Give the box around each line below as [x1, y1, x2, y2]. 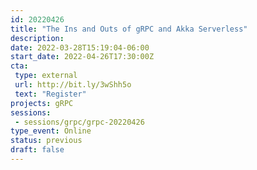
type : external [14, 71, 78, 81]
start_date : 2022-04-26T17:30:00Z [10, 52, 155, 62]
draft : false [10, 145, 65, 155]
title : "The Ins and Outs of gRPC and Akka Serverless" [10, 24, 248, 34]
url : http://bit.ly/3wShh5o [14, 80, 132, 90]
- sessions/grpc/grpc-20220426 [14, 117, 145, 127]
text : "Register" [14, 89, 87, 99]
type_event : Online [10, 126, 92, 136]
